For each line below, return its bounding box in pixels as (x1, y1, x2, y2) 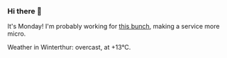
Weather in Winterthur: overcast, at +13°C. (7, 43, 131, 52)
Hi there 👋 (7, 6, 43, 16)
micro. (7, 29, 26, 38)
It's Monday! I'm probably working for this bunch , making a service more (7, 22, 220, 31)
